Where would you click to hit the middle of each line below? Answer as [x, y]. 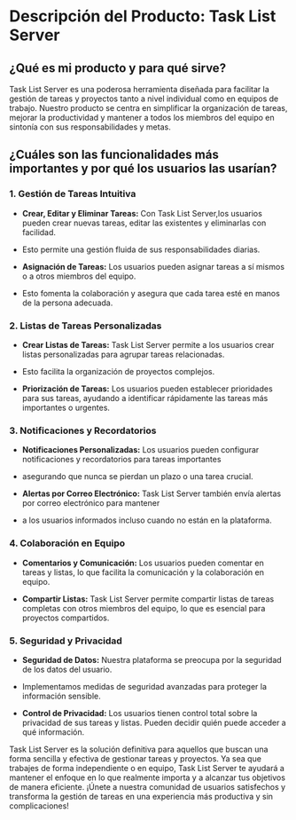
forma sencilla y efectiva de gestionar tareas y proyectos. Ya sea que [135, 758]
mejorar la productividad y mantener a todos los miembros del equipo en [142, 118]
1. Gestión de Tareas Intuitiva [73, 194]
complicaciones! [39, 806]
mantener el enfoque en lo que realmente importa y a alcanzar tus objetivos [148, 777]
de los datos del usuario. [67, 669]
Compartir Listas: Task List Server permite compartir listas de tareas [148, 599]
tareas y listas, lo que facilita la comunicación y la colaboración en [143, 572]
